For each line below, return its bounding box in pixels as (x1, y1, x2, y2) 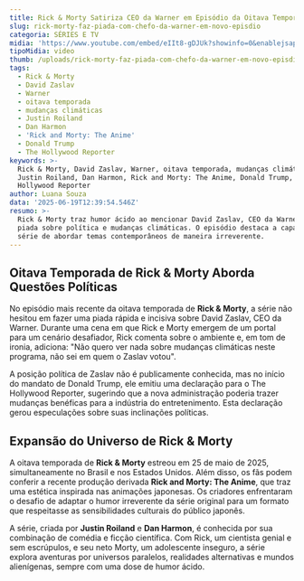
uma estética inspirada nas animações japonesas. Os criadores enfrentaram (9, 486, 293, 497)
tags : (9, 64, 30, 73)
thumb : (9, 55, 34, 64)
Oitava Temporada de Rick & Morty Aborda (9, 265, 255, 280)
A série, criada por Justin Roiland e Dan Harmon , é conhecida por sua (9, 523, 273, 533)
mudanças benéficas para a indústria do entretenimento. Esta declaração (9, 398, 283, 408)
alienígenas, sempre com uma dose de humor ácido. (9, 561, 205, 572)
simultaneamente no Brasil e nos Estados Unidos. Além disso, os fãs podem (9, 467, 292, 477)
